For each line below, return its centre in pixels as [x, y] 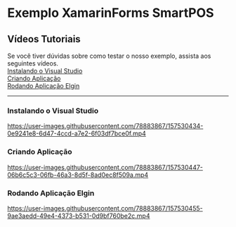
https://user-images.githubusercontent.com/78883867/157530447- [105, 167]
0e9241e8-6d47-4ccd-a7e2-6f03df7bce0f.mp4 [77, 134]
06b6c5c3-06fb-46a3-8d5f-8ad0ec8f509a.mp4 [78, 175]
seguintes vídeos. [33, 63]
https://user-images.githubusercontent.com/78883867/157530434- [105, 126]
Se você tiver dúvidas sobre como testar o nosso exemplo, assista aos [109, 56]
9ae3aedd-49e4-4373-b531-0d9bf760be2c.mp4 [79, 216]
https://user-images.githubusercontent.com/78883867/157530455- [105, 208]
